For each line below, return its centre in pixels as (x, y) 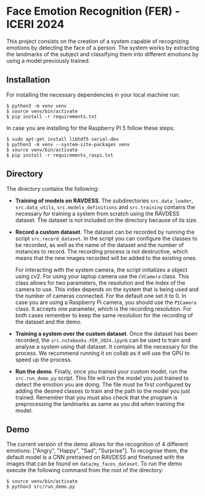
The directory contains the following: (53, 188)
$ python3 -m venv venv (37, 106)
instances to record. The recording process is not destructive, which (102, 251)
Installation (28, 80)
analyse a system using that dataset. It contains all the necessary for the (106, 346)
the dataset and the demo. (48, 322)
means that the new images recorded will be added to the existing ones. (106, 257)
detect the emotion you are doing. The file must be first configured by (103, 384)
